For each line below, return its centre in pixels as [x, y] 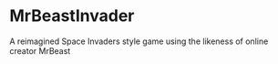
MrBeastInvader [72, 16]
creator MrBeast [40, 50]
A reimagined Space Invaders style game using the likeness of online [139, 41]
